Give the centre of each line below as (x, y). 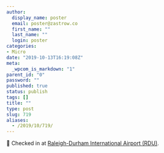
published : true (27, 86)
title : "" (19, 103)
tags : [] (17, 97)
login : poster (30, 40)
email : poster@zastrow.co (45, 23)
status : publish (27, 92)
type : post (20, 109)
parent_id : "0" (26, 75)
